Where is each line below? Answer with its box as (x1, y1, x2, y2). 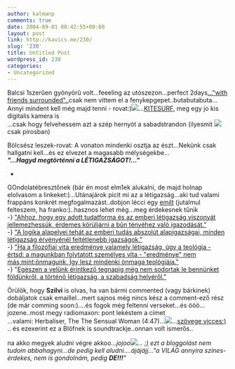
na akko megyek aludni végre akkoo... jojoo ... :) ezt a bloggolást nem (7, 338, 212, 347)
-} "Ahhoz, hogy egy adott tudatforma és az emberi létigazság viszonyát (7, 213, 216, 221)
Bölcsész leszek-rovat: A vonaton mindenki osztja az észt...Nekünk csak (7, 141, 217, 149)
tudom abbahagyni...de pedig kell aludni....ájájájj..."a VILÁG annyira (7, 346, 203, 354)
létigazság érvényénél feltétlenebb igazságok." (7, 235, 143, 243)
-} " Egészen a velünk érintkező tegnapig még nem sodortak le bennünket (7, 264, 220, 274)
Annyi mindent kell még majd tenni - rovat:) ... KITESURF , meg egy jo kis (7, 104, 219, 112)
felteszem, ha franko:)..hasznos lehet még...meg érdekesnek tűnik (7, 205, 199, 214)
